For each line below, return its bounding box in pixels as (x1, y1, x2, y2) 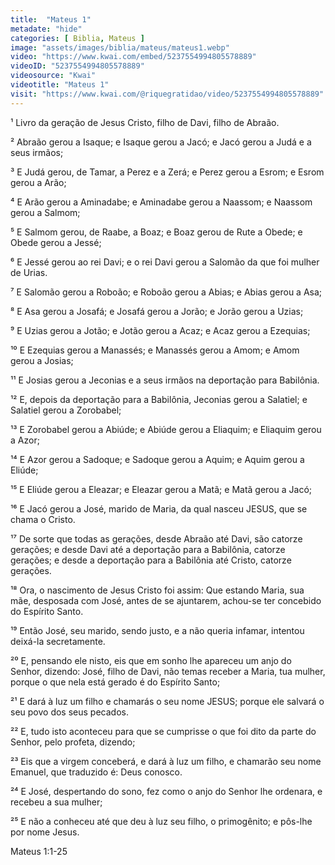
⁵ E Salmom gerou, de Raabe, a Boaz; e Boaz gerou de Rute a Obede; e (10, 226, 303, 238)
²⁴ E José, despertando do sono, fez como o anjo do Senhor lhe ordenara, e (10, 785, 323, 797)
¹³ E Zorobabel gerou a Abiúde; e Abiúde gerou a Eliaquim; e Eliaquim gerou (10, 423, 322, 435)
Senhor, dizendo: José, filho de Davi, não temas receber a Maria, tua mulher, (10, 665, 326, 677)
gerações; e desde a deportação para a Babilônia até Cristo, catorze (10, 554, 292, 566)
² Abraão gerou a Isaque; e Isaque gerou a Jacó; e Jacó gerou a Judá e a (10, 136, 312, 148)
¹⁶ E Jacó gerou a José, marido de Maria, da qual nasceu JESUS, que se (10, 502, 308, 515)
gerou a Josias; (10, 354, 74, 366)
